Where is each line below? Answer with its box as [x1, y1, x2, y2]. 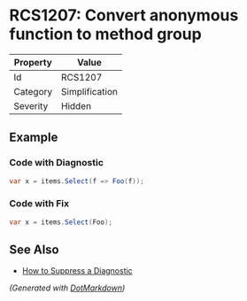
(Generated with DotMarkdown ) [9, 282, 126, 293]
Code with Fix [9, 197, 70, 210]
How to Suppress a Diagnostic [21, 266, 133, 276]
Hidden [60, 99, 91, 112]
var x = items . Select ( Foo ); [9, 218, 113, 227]
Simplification [60, 85, 118, 97]
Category [13, 85, 53, 97]
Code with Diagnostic [9, 157, 104, 169]
